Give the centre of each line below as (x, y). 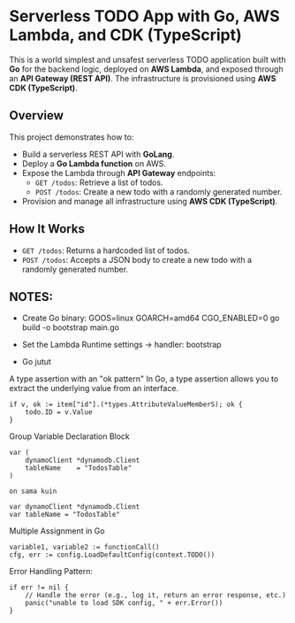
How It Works (47, 229)
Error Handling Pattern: (51, 572)
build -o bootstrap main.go (70, 327)
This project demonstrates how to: (72, 137)
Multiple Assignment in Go (57, 531)
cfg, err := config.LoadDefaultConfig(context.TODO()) (112, 555)
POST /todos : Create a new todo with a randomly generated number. (159, 191)
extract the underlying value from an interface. (94, 388)
